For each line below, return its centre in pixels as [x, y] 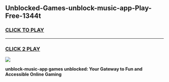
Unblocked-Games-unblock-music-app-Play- [78, 8]
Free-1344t [23, 16]
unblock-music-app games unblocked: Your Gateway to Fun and [74, 69]
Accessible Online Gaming [33, 74]
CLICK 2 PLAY [23, 49]
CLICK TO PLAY [25, 30]
